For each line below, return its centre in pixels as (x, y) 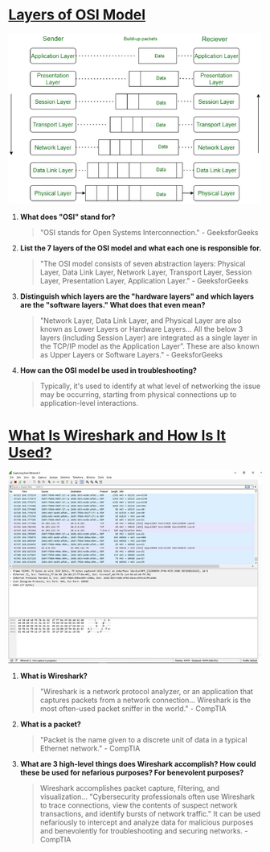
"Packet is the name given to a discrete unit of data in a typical (143, 740)
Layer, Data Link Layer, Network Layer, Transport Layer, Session (146, 272)
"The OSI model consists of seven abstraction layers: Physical (143, 263)
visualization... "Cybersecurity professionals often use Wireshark (147, 797)
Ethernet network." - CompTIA (90, 749)
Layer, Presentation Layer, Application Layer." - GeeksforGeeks (144, 280)
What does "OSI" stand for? (67, 217)
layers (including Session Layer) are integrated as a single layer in (149, 337)
